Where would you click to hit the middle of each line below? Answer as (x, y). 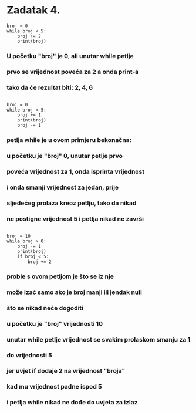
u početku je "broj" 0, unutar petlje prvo (65, 156)
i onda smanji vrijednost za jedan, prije (63, 187)
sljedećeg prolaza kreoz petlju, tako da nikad (72, 203)
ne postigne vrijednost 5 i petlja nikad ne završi (75, 219)
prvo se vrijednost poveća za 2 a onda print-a (73, 72)
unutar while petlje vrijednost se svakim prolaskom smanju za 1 (99, 339)
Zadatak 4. (33, 10)
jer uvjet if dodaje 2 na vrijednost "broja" (66, 371)
